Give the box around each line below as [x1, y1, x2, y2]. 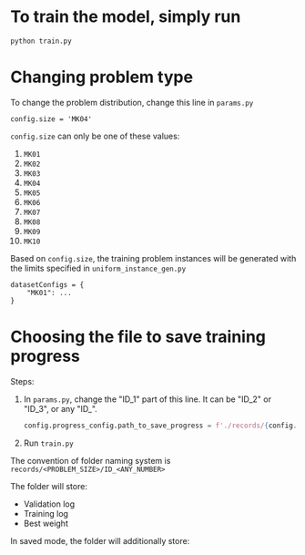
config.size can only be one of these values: [10, 130, 180, 141]
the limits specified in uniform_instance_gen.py [10, 262, 187, 273]
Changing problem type [10, 67, 194, 87]
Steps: [10, 375, 35, 386]
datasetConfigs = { [10, 280, 85, 289]
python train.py [10, 36, 72, 46]
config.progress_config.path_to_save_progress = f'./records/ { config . [23, 421, 298, 430]
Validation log [23, 498, 76, 509]
